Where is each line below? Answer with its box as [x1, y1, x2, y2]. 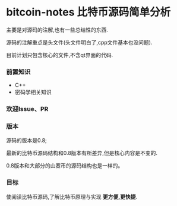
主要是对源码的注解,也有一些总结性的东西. [6, 26, 109, 33]
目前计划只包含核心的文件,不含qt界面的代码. [6, 51, 113, 58]
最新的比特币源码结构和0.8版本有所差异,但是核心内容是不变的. [6, 150, 157, 157]
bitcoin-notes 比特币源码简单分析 [6, 5, 171, 19]
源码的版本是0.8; [6, 137, 48, 144]
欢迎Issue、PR [6, 105, 49, 113]
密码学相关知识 [14, 88, 52, 96]
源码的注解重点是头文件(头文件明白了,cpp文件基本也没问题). [6, 39, 153, 46]
